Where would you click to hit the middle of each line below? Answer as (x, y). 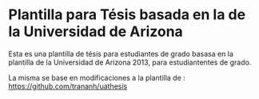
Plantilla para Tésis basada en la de (127, 15)
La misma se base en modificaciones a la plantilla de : (97, 77)
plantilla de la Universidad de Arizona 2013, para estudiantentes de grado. (130, 62)
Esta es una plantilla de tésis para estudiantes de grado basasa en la (121, 53)
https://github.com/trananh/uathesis (68, 86)
